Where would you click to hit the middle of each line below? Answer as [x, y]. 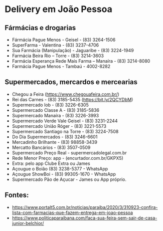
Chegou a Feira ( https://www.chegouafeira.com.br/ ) [66, 94]
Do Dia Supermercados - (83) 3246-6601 [55, 137]
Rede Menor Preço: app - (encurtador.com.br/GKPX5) [67, 158]
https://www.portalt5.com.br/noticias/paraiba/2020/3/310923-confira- [85, 207]
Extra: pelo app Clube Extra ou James [51, 163]
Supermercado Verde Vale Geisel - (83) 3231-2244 [65, 121]
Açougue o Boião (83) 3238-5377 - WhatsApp [60, 168]
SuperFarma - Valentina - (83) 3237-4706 [55, 45]
